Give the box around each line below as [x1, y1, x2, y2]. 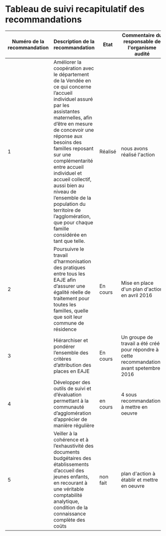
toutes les [53, 301, 77, 308]
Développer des [53, 379, 90, 385]
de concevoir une [53, 126, 94, 133]
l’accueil [53, 89, 73, 96]
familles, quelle [53, 307, 89, 314]
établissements [53, 460, 89, 467]
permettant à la [53, 397, 89, 404]
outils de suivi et [53, 385, 91, 392]
